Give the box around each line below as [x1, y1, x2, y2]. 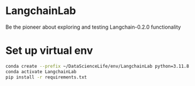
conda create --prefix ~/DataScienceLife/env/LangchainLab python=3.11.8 [5, 63, 190, 69]
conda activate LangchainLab [5, 68, 77, 74]
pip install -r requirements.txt [5, 74, 87, 80]
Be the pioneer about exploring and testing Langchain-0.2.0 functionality [5, 23, 181, 30]
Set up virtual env [5, 44, 93, 57]
